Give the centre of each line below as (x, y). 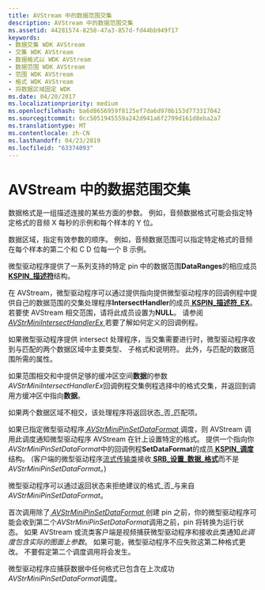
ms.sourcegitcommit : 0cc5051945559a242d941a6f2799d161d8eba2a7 (115, 119)
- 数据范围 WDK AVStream (47, 67)
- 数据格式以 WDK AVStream (49, 60)
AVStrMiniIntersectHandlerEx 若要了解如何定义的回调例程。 (105, 323)
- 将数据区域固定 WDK (40, 89)
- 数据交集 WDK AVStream (47, 45)
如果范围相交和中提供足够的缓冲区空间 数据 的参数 (88, 376)
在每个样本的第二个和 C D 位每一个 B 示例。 (79, 249)
